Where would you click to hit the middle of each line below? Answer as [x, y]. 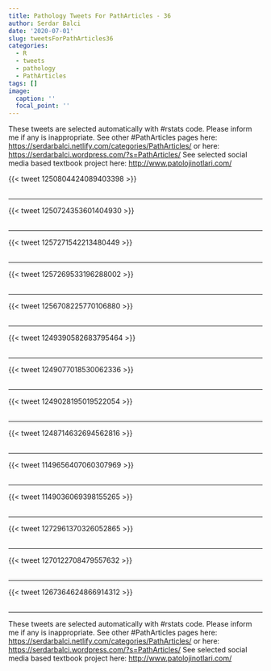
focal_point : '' [43, 106]
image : [19, 91]
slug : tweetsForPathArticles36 [61, 38]
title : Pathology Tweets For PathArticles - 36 [90, 16]
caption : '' [36, 99]
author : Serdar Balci [45, 23]
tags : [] [23, 83]
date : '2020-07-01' [41, 31]
